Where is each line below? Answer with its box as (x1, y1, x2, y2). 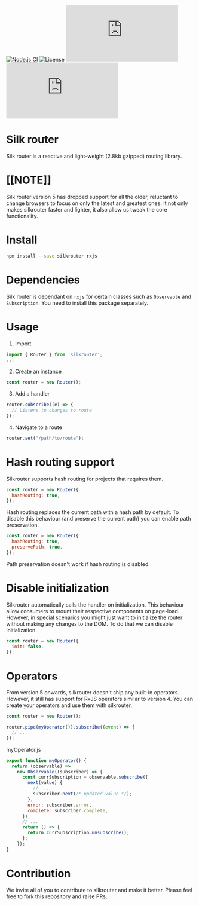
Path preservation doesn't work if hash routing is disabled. (6, 560, 151, 567)
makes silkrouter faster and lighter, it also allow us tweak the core (6, 206, 167, 213)
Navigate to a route (14, 424, 63, 431)
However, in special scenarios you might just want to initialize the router (6, 614, 183, 621)
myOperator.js (6, 746, 41, 753)
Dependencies (6, 273, 80, 286)
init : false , (11, 644, 44, 650)
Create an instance (14, 368, 62, 375)
